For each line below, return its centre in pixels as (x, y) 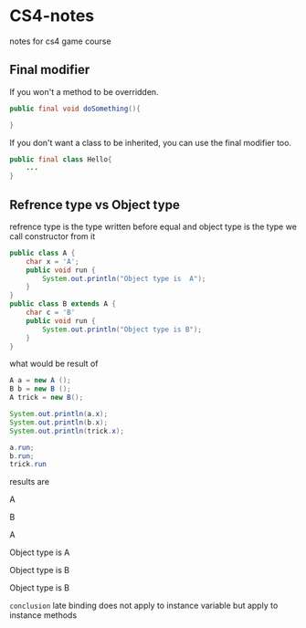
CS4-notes (52, 16)
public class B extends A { (63, 304)
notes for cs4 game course (60, 41)
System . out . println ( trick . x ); (67, 431)
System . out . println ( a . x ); (58, 414)
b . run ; (22, 456)
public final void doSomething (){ (75, 109)
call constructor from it (53, 236)
